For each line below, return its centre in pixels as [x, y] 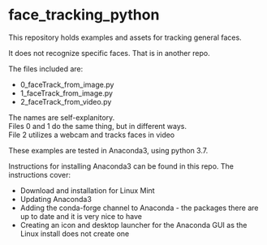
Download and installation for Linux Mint [88, 190]
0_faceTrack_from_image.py [67, 84]
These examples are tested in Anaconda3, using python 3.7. [108, 150]
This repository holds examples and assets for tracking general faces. [125, 37]
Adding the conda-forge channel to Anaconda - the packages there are [139, 208]
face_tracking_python [84, 15]
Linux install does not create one [75, 234]
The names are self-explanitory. [62, 117]
